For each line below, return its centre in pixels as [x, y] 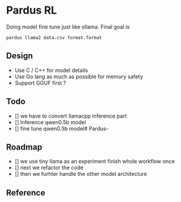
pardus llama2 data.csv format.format [54, 37]
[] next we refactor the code [49, 168]
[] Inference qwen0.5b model [50, 122]
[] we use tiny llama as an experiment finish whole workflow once [95, 162]
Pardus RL [32, 10]
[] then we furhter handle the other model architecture [81, 174]
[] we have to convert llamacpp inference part [71, 116]
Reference [26, 193]
